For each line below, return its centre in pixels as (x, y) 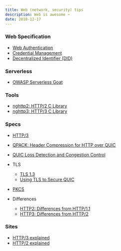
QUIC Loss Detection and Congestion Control (59, 155)
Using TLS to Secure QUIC (47, 179)
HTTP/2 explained (31, 243)
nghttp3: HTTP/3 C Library (40, 111)
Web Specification (28, 37)
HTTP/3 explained (31, 237)
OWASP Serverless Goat (38, 82)
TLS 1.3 (27, 174)
